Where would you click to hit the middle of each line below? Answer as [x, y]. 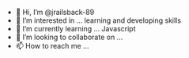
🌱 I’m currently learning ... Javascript [76, 29]
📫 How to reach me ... [52, 46]
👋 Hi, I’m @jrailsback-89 [55, 12]
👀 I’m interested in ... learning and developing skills [98, 20]
